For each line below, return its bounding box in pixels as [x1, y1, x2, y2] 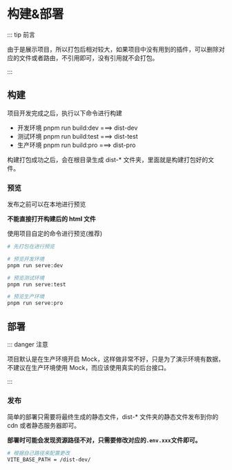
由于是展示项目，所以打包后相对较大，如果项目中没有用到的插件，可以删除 [7, 45, 219, 53]
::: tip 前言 [7, 30, 36, 39]
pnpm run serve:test [7, 281, 67, 288]
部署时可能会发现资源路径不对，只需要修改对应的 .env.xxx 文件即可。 [7, 436, 202, 444]
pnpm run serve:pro [7, 300, 64, 307]
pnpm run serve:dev [7, 262, 64, 269]
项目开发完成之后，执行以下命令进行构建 [7, 108, 122, 117]
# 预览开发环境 [7, 255, 45, 262]
